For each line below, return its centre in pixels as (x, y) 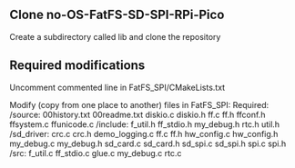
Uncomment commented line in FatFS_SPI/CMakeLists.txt (117, 87)
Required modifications (77, 66)
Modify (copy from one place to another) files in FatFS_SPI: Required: (139, 104)
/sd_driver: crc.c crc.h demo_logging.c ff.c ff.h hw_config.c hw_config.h (144, 133)
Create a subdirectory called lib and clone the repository (115, 36)
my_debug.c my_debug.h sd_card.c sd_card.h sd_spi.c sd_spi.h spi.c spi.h (148, 143)
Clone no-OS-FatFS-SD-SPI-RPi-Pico (117, 15)
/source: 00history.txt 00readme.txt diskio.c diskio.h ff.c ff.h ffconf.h (137, 114)
